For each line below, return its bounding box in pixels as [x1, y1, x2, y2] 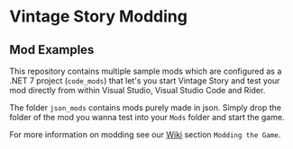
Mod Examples [9, 42, 95, 57]
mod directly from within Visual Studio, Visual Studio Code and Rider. [9, 85, 266, 95]
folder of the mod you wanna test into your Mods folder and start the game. [9, 112, 285, 122]
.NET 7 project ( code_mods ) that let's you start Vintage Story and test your [9, 75, 280, 86]
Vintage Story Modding [9, 6, 188, 27]
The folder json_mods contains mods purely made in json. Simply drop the [9, 102, 282, 113]
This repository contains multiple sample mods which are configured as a [9, 66, 282, 76]
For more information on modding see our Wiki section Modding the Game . [9, 129, 281, 140]
